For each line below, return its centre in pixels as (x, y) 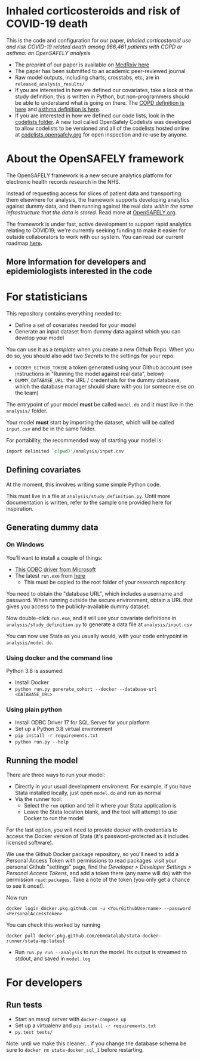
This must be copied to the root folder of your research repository (105, 582)
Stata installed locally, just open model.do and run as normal (88, 793)
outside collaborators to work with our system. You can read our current (95, 236)
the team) (27, 393)
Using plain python (34, 709)
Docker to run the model (54, 818)
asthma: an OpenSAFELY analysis (48, 53)
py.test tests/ (34, 1032)
